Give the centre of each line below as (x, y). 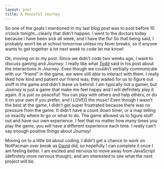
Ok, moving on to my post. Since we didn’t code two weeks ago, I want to (79, 58)
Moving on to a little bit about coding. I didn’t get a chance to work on (75, 140)
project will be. (20, 161)
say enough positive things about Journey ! (48, 131)
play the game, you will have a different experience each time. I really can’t (81, 126)
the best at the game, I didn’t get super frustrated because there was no (78, 105)
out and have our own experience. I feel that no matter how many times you (81, 121)
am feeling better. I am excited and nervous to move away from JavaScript (80, 151)
